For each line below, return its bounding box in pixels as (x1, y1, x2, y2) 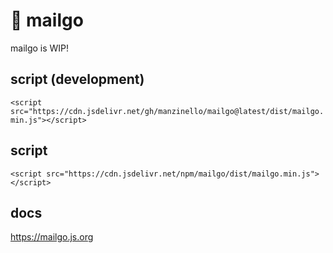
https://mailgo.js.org (10, 231, 94, 243)
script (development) (10, 71, 145, 88)
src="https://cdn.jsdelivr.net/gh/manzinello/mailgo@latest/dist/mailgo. (10, 106, 325, 116)
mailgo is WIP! (10, 42, 70, 54)
